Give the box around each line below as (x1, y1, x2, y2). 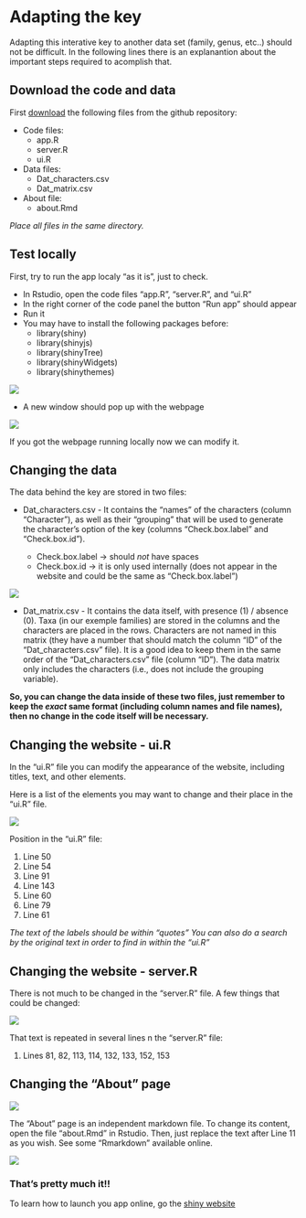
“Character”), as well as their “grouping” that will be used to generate (22, 514, 284, 525)
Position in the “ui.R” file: (9, 834, 103, 845)
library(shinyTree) (36, 347, 103, 358)
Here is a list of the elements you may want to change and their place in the (9, 789, 294, 800)
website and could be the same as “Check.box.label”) (36, 571, 239, 582)
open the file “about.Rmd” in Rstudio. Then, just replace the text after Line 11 (9, 1127, 296, 1138)
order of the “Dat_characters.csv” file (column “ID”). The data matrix (22, 654, 280, 665)
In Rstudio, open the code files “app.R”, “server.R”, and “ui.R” (22, 288, 252, 299)
